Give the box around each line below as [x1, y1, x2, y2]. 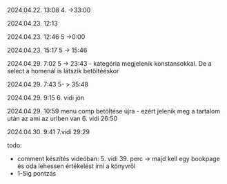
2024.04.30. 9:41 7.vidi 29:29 [7, 128, 90, 136]
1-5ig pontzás [17, 169, 57, 177]
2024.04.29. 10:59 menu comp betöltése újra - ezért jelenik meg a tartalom [7, 107, 221, 115]
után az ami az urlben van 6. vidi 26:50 [7, 114, 118, 122]
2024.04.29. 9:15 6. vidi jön [7, 93, 85, 102]
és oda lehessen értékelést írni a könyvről [17, 162, 136, 170]
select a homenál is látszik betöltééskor [7, 67, 119, 75]
